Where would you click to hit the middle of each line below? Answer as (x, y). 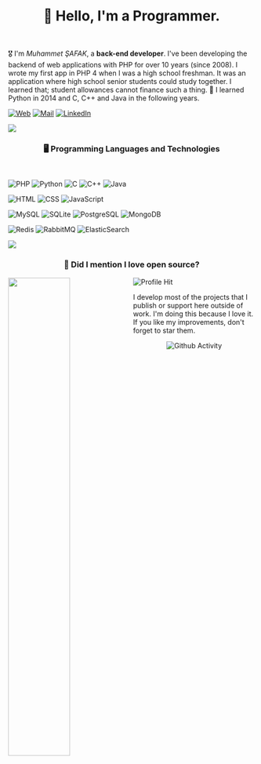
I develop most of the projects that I (190, 297)
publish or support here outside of (188, 305)
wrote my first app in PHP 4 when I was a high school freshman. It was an (127, 73)
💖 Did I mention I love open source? (132, 264)
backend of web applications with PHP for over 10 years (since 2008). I (123, 64)
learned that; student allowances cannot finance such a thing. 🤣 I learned (126, 89)
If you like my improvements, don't (188, 322)
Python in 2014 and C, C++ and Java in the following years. (104, 98)
